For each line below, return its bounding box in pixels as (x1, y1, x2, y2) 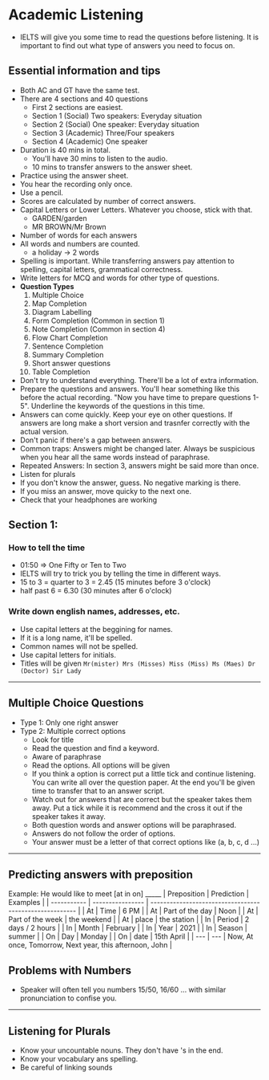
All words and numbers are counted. (19, 238, 140, 248)
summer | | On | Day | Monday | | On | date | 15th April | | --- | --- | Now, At (8, 931, 254, 941)
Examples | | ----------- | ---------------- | (8, 898, 149, 907)
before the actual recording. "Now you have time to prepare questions (19, 392, 251, 402)
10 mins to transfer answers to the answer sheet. (31, 162, 193, 172)
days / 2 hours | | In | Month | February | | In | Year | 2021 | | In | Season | (8, 923, 248, 933)
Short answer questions (31, 358, 110, 368)
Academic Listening (8, 6, 144, 24)
